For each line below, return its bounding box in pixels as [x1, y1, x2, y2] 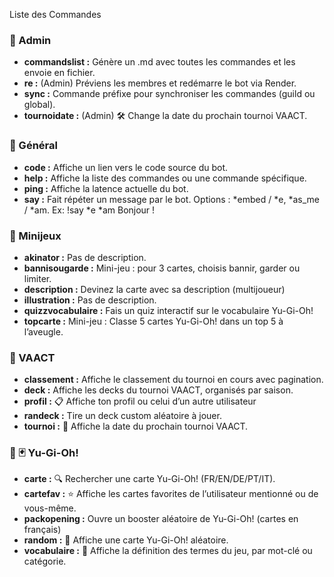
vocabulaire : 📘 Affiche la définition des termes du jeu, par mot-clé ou [23, 545, 313, 557]
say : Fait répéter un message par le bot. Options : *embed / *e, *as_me [23, 193, 320, 205]
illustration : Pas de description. [23, 294, 157, 306]
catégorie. [23, 555, 67, 568]
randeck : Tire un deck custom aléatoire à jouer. [23, 410, 222, 422]
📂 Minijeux [9, 229, 62, 243]
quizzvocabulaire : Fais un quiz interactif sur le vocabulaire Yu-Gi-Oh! [23, 304, 314, 316]
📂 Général [9, 139, 58, 153]
